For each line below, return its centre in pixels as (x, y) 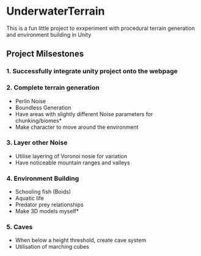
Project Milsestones (45, 54)
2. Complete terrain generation (53, 88)
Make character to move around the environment (77, 127)
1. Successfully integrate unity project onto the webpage (92, 71)
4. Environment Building (43, 178)
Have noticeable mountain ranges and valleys (72, 163)
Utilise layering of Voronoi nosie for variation (71, 156)
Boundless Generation (43, 108)
